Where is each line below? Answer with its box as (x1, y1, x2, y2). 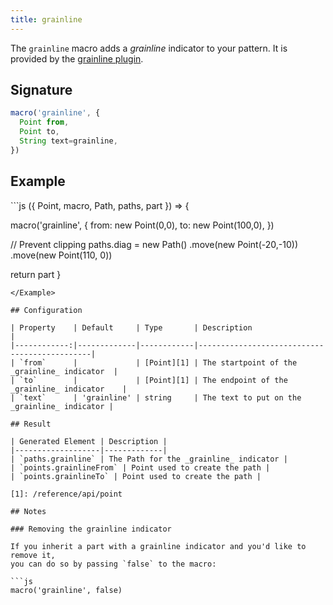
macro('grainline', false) (10, 585, 123, 595)
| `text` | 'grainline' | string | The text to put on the (10, 392, 302, 403)
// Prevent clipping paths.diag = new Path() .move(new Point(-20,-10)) (10, 238, 298, 250)
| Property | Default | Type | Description (10, 322, 253, 333)
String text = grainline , (19, 136, 118, 146)
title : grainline (10, 14, 83, 25)
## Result (10, 419, 52, 429)
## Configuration (10, 305, 83, 315)
